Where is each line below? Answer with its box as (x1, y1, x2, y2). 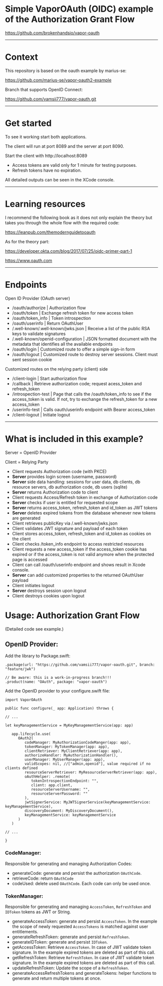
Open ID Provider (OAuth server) (5, 295, 70, 301)
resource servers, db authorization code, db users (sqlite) (12, 484, 128, 490)
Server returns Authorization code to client (12, 489, 98, 495)
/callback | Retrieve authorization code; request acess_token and (12, 380, 142, 386)
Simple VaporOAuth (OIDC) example (5, 3, 154, 15)
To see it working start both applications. (5, 134, 87, 139)
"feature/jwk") (5, 667, 36, 671)
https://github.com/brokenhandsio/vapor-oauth (5, 30, 100, 36)
